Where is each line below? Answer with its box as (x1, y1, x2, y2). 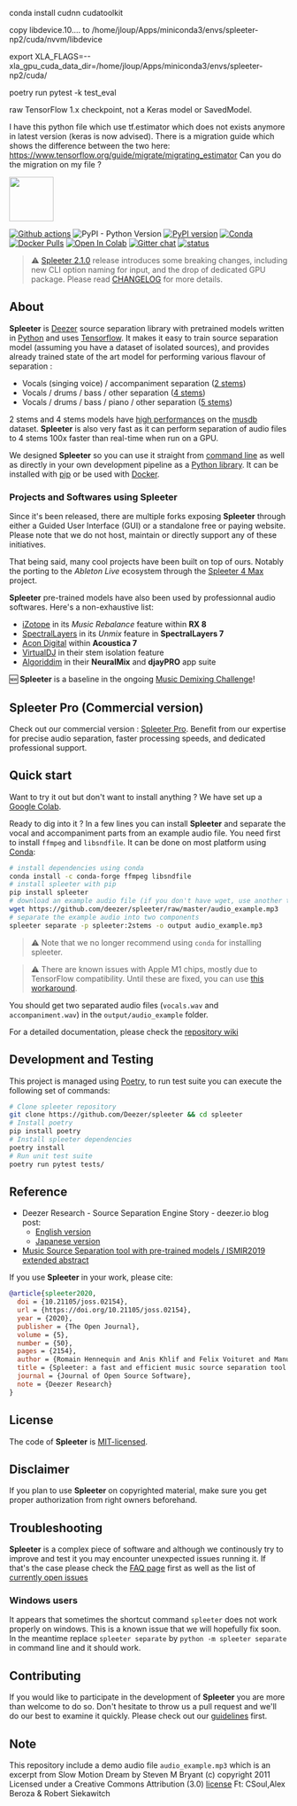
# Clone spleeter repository (9, 1102, 117, 1111)
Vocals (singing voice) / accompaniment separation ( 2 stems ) (21, 378, 247, 388)
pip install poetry (9, 1127, 81, 1136)
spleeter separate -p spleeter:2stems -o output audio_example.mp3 (9, 921, 263, 930)
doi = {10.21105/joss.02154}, (17, 1297, 128, 1306)
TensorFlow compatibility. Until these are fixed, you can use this (30, 973, 264, 984)
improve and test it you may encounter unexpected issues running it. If (9, 1553, 267, 1564)
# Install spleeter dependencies (9, 1135, 133, 1144)
